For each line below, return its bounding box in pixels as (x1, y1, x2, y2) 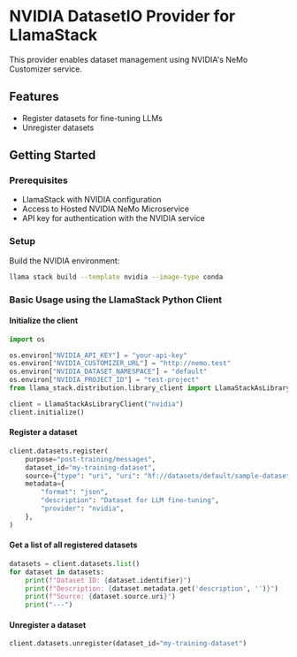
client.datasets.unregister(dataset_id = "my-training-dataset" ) (9, 639, 247, 648)
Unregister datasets (21, 122, 95, 133)
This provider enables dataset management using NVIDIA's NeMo (9, 54, 248, 65)
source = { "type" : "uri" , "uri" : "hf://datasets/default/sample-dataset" (25, 471, 294, 480)
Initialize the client (9, 316, 79, 326)
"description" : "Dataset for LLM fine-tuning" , (41, 496, 219, 505)
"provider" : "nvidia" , (41, 504, 125, 514)
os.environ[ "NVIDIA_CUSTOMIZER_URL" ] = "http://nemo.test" (9, 359, 232, 368)
